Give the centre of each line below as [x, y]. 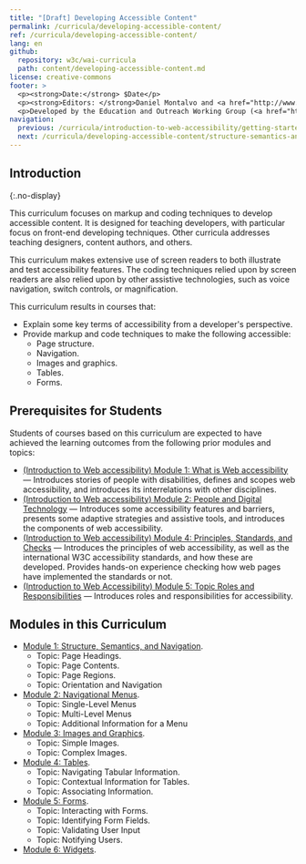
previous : [36, 129]
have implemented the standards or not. [97, 576]
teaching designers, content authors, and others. [101, 242]
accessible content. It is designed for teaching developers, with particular [147, 222]
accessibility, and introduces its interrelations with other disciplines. [150, 489]
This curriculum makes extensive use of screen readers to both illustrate [145, 260]
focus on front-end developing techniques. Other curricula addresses [140, 232]
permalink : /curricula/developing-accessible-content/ [116, 26]
